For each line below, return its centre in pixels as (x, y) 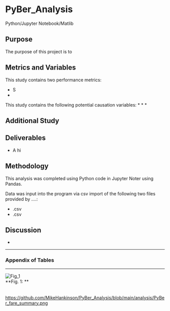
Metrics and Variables (41, 68)
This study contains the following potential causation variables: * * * (76, 105)
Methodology (27, 166)
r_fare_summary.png (27, 303)
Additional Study (32, 120)
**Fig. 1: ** (17, 281)
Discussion (23, 230)
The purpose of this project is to (39, 51)
